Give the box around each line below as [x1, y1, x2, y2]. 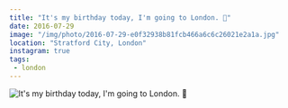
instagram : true [9, 47, 70, 56]
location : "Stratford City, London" [9, 38, 147, 48]
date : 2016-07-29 [9, 22, 75, 31]
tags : [9, 55, 30, 64]
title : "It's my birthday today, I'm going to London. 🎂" [9, 13, 231, 22]
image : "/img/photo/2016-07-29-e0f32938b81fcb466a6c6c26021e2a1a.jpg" [9, 30, 280, 39]
